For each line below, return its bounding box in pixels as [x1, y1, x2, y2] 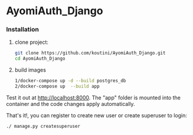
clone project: [14, 38, 49, 46]
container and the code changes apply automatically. [6, 100, 135, 107]
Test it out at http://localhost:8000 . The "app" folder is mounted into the [6, 94, 181, 101]
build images [14, 66, 46, 73]
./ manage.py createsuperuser [6, 123, 81, 129]
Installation [6, 25, 40, 34]
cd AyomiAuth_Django [14, 56, 66, 62]
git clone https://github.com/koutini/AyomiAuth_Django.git [14, 50, 166, 56]
